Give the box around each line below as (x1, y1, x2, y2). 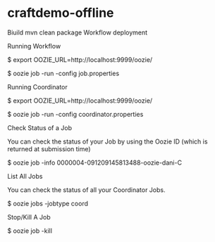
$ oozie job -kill (7, 227, 53, 235)
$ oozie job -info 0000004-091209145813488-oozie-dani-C (7, 158, 182, 167)
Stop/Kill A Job (7, 212, 51, 221)
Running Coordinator (7, 82, 68, 91)
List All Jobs (7, 172, 43, 180)
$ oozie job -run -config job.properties (7, 69, 120, 77)
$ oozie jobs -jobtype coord (7, 199, 88, 208)
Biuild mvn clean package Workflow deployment (7, 28, 148, 37)
